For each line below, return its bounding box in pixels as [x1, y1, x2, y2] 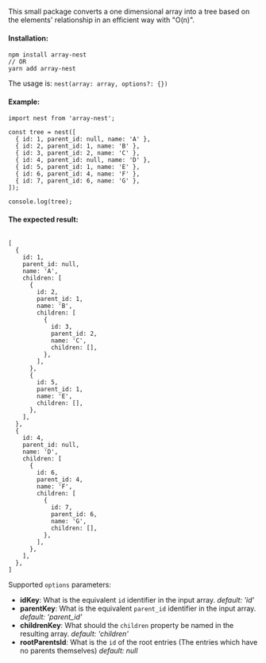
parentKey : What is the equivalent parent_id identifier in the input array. [19, 603, 256, 613]
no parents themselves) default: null [19, 646, 138, 655]
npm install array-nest [8, 51, 87, 59]
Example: [8, 97, 40, 106]
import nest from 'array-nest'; [8, 114, 115, 122]
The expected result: [8, 214, 79, 224]
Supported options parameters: [8, 580, 111, 589]
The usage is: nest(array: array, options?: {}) [8, 79, 168, 88]
